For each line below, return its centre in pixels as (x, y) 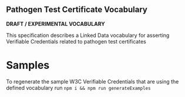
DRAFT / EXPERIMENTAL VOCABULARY (55, 24)
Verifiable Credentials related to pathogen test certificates (76, 41)
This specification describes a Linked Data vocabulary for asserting (88, 35)
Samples (28, 65)
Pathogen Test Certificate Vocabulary (77, 10)
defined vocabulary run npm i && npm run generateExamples (78, 88)
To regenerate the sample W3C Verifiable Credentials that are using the (92, 81)
